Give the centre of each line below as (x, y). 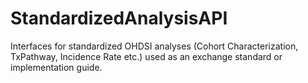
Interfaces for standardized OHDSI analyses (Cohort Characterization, (154, 46)
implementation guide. (56, 67)
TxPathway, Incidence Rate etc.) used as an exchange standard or (146, 56)
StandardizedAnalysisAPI (119, 18)
